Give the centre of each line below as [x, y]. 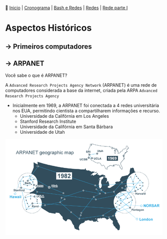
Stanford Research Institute [48, 122]
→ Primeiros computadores [49, 46]
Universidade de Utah [42, 132]
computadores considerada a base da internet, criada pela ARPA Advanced [81, 91]
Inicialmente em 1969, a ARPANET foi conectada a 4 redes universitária [85, 106]
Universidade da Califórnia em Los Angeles [64, 116]
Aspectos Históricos [48, 28]
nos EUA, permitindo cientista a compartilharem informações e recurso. [86, 111]
